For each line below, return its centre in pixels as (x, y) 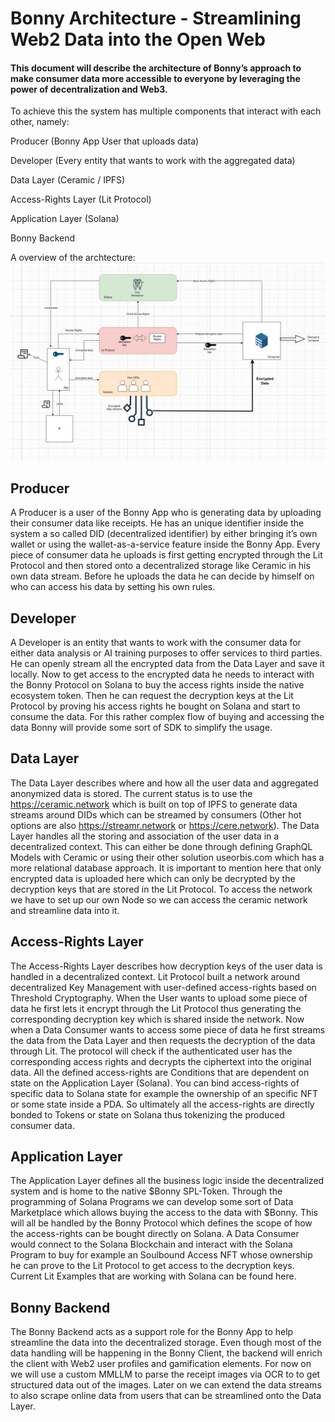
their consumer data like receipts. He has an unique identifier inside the (157, 523)
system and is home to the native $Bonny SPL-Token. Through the (146, 1191)
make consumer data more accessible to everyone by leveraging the (155, 78)
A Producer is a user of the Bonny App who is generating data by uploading (166, 513)
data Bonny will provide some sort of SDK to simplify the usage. (141, 727)
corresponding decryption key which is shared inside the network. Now (157, 1019)
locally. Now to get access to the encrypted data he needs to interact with (162, 674)
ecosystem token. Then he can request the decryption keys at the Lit (152, 695)
